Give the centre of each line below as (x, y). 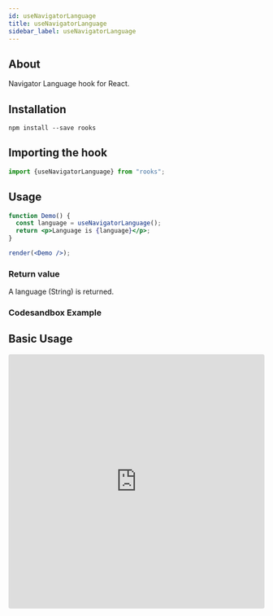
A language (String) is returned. (61, 292)
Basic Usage (41, 339)
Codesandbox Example (55, 312)
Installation (37, 109)
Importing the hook (58, 153)
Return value (34, 273)
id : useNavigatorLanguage (52, 16)
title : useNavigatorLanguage (58, 24)
